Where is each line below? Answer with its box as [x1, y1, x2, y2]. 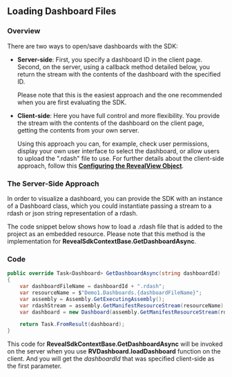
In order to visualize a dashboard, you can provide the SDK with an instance [7, 194, 223, 202]
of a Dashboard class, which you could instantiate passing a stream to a [7, 202, 212, 210]
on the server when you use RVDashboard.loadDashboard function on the [7, 347, 221, 356]
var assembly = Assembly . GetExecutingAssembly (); [19, 296, 166, 302]
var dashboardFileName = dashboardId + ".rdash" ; [19, 283, 166, 290]
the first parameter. [7, 362, 62, 370]
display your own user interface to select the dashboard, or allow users [17, 146, 220, 155]
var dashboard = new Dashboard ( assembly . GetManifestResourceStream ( [19, 309, 221, 316]
